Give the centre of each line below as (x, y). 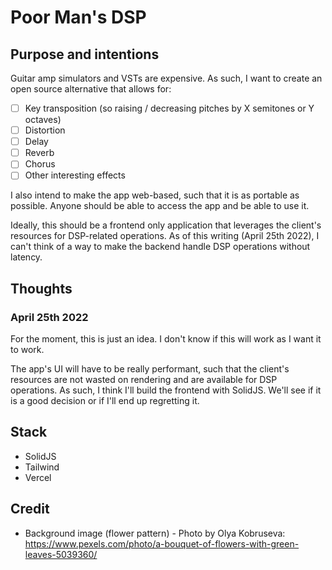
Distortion (45, 130)
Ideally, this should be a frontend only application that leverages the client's (166, 225)
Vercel (38, 477)
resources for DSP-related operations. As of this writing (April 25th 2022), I (165, 236)
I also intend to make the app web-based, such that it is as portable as (155, 195)
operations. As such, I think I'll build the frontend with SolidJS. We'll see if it (166, 390)
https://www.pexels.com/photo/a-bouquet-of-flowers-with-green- (162, 543)
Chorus (40, 164)
